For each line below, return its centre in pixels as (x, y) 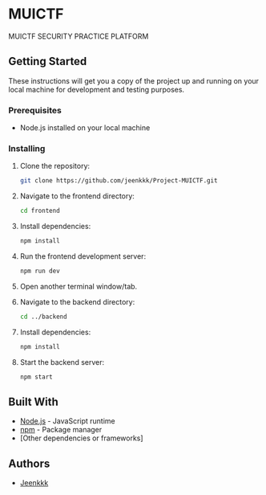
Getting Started (48, 61)
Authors (29, 463)
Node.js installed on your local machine (85, 128)
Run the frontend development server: (83, 256)
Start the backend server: (62, 362)
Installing (27, 148)
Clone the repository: (55, 166)
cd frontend (40, 211)
